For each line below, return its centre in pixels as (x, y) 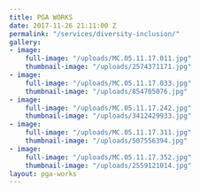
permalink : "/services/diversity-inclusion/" (94, 34)
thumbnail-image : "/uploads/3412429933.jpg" (108, 116)
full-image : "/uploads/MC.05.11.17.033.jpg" (108, 83)
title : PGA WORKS (41, 17)
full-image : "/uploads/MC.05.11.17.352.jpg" (108, 157)
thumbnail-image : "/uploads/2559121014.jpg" (108, 165)
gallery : (25, 42)
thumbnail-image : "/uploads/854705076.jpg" (107, 91)
